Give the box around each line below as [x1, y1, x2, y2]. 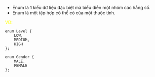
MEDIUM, [14, 37, 30, 42]
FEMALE [14, 63, 28, 68]
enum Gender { [5, 54, 35, 59]
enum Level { [5, 29, 32, 34]
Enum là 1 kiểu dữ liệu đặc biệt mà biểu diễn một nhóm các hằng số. [12, 5, 151, 10]
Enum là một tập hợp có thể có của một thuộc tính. [12, 10, 116, 16]
